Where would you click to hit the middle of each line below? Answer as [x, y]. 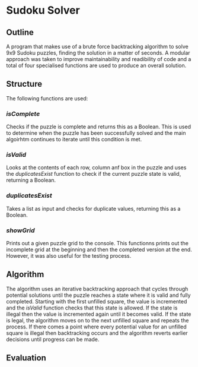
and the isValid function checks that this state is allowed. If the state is [92, 308]
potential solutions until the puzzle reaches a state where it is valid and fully [98, 295]
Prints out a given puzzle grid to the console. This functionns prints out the [97, 243]
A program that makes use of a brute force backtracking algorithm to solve [97, 46]
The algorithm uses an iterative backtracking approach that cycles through [97, 289]
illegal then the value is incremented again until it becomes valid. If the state [99, 314]
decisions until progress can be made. [53, 339]
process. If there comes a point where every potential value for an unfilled [96, 327]
